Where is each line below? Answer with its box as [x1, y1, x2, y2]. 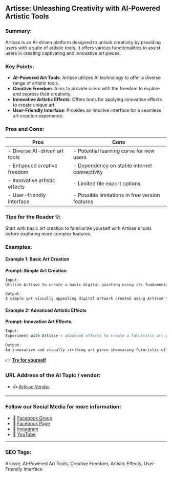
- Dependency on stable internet [73, 162, 153, 169]
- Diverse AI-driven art [8, 147, 64, 154]
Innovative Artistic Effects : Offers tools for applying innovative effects [12, 96, 162, 102]
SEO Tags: [5, 449, 32, 456]
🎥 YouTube [12, 431, 36, 438]
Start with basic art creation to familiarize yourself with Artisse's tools [5, 225, 152, 231]
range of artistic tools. [12, 79, 60, 86]
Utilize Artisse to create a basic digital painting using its [5, 282, 143, 287]
